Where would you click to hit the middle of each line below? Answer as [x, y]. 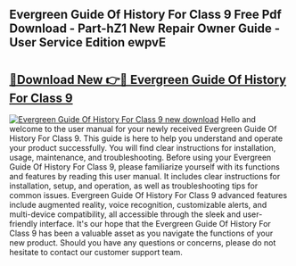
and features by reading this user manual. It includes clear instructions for [145, 176]
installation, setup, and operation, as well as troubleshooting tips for [134, 186]
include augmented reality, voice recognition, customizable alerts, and [138, 205]
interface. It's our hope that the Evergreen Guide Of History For [156, 224]
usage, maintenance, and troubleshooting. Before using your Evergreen [140, 157]
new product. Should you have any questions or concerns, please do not [143, 243]
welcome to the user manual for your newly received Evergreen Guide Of [143, 129]
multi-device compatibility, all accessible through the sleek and [125, 214]
